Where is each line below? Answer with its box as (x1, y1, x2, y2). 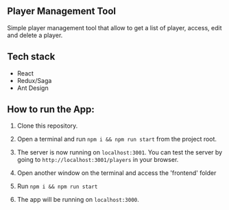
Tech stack (7, 51, 56, 62)
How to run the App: (7, 104, 95, 115)
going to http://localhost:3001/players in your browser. (16, 156, 179, 164)
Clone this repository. (16, 121, 78, 130)
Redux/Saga (16, 76, 52, 84)
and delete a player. (7, 31, 63, 39)
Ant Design (16, 84, 49, 92)
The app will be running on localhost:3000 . (16, 196, 139, 204)
